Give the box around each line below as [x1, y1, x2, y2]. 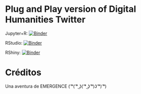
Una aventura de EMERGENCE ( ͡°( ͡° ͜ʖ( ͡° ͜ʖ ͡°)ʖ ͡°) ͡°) [5, 83, 107, 89]
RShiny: [5, 49, 21, 55]
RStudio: [5, 40, 23, 46]
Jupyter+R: [5, 30, 28, 36]
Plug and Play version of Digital [5, 3, 137, 15]
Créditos [5, 67, 42, 78]
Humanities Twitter [5, 14, 86, 25]
